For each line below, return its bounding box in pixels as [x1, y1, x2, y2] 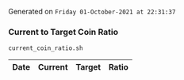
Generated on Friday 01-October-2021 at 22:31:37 [8, 7, 176, 16]
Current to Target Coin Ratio [8, 26, 119, 37]
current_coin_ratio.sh [8, 44, 83, 52]
